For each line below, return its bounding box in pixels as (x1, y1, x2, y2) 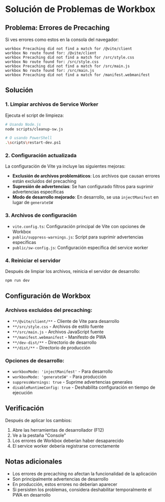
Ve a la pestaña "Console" (12, 432, 66, 438)
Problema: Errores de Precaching (5, 23, 110, 32)
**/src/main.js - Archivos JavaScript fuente (12, 328, 104, 335)
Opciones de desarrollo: (5, 357, 65, 364)
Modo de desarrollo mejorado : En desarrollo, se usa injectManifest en (12, 194, 159, 200)
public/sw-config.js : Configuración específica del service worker (12, 245, 148, 251)
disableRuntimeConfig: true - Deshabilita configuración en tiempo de (12, 384, 156, 390)
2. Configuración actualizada (5, 152, 77, 159)
